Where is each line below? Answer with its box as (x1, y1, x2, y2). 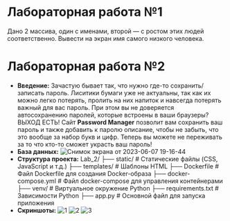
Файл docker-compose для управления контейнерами (63, 177, 223, 185)
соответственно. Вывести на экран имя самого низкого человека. (7, 34, 204, 42)
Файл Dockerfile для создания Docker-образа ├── (17, 169, 166, 177)
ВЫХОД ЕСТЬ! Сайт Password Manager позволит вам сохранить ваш (17, 118, 223, 126)
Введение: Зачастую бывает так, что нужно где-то (17, 81, 169, 90)
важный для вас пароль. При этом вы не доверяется (17, 103, 175, 111)
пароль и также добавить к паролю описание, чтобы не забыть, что (17, 125, 219, 133)
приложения (17, 198, 55, 207)
